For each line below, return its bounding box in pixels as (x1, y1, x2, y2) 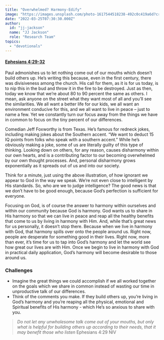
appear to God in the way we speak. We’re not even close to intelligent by (5, 177, 153, 183)
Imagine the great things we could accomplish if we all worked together (12, 278, 156, 284)
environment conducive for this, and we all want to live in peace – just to (5, 106, 150, 112)
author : (5, 21, 21, 26)
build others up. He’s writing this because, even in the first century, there (5, 75, 151, 81)
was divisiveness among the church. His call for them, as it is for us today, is (5, 80, 159, 86)
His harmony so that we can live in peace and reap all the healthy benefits (5, 213, 154, 219)
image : (5, 12, 19, 17)
